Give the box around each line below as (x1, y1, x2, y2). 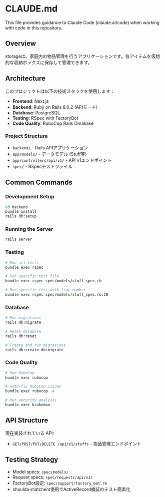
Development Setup (5, 193, 54, 200)
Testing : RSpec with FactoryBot (12, 115, 78, 121)
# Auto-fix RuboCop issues (5, 384, 61, 389)
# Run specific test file (5, 274, 59, 279)
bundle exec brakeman (5, 403, 50, 408)
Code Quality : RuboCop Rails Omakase (12, 120, 94, 126)
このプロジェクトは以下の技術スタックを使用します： (5, 88, 115, 94)
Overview (5, 39, 36, 48)
